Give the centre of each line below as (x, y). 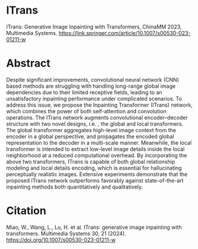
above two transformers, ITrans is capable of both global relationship (91, 161)
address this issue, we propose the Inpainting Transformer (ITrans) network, (100, 105)
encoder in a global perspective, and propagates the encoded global (90, 136)
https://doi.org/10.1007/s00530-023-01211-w (61, 240)
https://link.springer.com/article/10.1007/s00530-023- (125, 33)
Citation (26, 211)
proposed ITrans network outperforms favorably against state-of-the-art (95, 180)
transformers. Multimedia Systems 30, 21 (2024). (66, 233)
